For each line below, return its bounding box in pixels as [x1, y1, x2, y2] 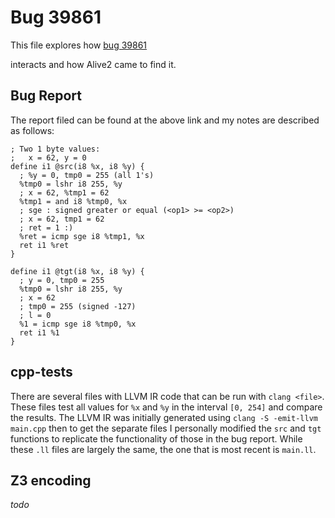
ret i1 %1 [19, 327, 60, 338]
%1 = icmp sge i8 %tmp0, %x [19, 319, 137, 329]
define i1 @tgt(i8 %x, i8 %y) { [10, 266, 145, 276]
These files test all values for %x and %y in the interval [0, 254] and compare [10, 401, 323, 413]
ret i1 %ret [19, 240, 70, 250]
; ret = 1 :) [19, 222, 74, 233]
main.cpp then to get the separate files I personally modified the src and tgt [10, 422, 322, 434]
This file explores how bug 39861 [10, 39, 148, 51]
